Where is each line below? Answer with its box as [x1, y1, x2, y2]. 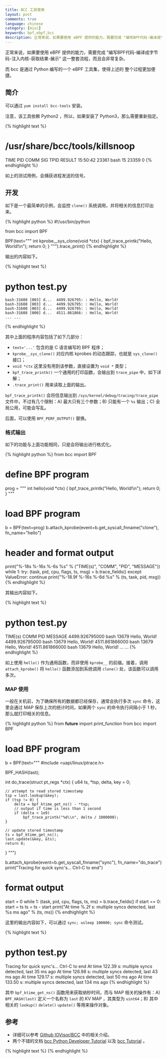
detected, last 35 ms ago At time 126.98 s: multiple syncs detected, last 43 [5, 968, 158, 974]
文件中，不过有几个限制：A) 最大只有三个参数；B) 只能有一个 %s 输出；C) [5, 399, 155, 405]
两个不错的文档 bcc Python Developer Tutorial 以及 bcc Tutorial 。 [12, 1038, 148, 1044]
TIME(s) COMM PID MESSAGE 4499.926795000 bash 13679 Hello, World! [5, 633, 157, 640]
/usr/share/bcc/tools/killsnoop [5, 140, 135, 152]
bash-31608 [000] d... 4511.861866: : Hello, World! [5, 311, 119, 316]
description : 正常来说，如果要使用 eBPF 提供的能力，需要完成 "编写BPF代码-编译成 [5, 35, 161, 40]
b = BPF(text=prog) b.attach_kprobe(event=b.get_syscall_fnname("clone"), [5, 524, 159, 530]
